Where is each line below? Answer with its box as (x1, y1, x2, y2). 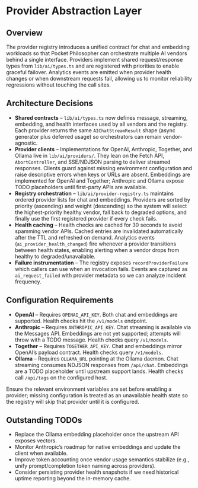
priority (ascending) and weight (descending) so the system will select (14, 202, 187, 209)
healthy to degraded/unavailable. (14, 253, 96, 260)
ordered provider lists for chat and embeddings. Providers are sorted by (14, 196, 191, 203)
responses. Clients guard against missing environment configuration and (14, 164, 193, 171)
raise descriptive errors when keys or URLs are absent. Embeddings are (14, 171, 191, 178)
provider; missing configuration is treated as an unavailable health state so (6, 391, 189, 398)
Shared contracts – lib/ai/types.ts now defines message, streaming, (14, 114, 188, 121)
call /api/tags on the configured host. (14, 374, 108, 381)
